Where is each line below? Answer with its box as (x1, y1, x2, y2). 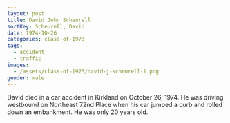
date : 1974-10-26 (7, 29, 57, 37)
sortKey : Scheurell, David (7, 23, 85, 30)
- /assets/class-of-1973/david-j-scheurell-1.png (13, 68, 159, 75)
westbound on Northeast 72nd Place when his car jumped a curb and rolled (7, 101, 223, 109)
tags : (7, 42, 23, 49)
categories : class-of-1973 (7, 36, 85, 43)
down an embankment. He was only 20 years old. (7, 108, 148, 116)
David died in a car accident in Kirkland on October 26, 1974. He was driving (7, 93, 224, 102)
